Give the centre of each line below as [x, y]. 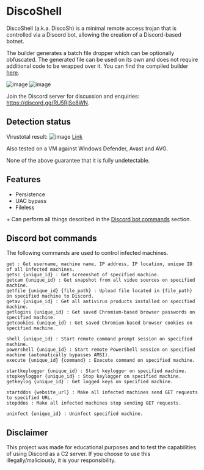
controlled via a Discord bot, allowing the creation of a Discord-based [94, 34]
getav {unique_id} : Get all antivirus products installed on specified [101, 302]
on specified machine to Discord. [50, 296]
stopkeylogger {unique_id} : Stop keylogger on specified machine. [94, 376]
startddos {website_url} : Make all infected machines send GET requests [102, 392]
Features [24, 179]
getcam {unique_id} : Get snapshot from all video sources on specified [101, 280]
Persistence [30, 194]
